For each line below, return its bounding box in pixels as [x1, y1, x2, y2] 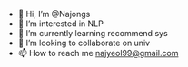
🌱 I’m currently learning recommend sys [17, 28, 168, 38]
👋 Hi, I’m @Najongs [17, 9, 91, 19]
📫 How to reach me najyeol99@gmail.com [17, 48, 179, 58]
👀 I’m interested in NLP [17, 18, 104, 29]
